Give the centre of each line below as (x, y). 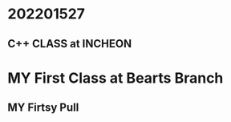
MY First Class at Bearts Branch (115, 78)
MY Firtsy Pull (43, 108)
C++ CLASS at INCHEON (70, 44)
